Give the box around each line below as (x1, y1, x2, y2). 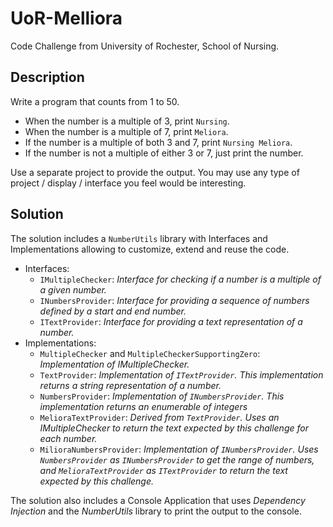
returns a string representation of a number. (39, 379, 222, 391)
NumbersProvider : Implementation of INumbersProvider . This (39, 390, 285, 402)
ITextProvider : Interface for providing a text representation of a (39, 315, 303, 327)
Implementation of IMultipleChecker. (39, 358, 190, 370)
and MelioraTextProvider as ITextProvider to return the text (39, 464, 288, 476)
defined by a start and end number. (39, 305, 187, 317)
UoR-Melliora (10, 7, 123, 30)
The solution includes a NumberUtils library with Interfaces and (10, 232, 268, 244)
